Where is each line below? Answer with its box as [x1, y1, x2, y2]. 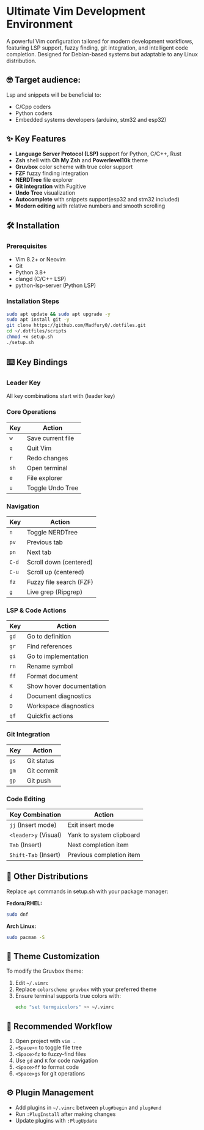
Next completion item [67, 840, 129, 849]
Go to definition [26, 632, 71, 641]
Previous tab [26, 538, 63, 547]
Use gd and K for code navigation [15, 1057, 98, 1065]
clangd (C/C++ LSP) [15, 275, 67, 283]
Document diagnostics [26, 692, 92, 700]
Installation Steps [6, 297, 60, 305]
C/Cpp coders [15, 103, 51, 110]
